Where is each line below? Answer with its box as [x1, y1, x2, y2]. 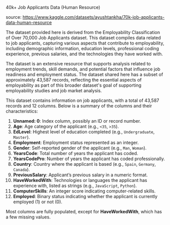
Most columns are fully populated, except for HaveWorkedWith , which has [6, 209, 162, 214]
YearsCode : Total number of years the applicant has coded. [13, 151, 139, 156]
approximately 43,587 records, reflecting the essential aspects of [6, 77, 142, 83]
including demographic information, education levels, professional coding [6, 46, 159, 51]
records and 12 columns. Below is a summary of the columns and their [6, 103, 152, 108]
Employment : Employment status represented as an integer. [13, 139, 139, 145]
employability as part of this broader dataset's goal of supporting [6, 82, 142, 88]
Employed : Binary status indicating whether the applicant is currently [13, 194, 158, 199]
